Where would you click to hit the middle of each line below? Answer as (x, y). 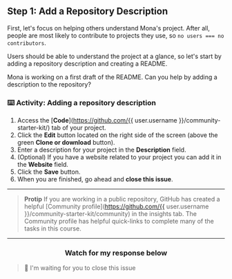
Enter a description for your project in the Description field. (101, 150)
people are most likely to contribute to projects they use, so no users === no (116, 35)
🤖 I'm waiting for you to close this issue (80, 268)
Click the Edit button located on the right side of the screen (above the (117, 135)
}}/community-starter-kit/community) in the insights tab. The (110, 214)
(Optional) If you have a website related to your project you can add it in (119, 157)
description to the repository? (49, 84)
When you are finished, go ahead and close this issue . (95, 179)
